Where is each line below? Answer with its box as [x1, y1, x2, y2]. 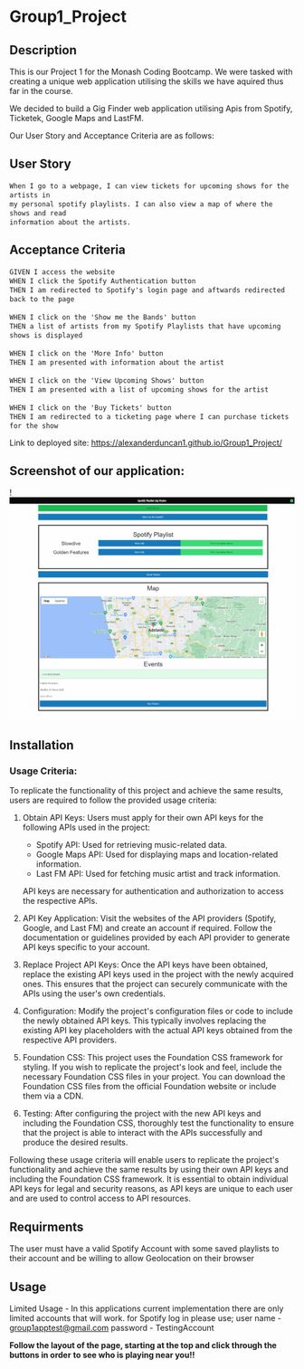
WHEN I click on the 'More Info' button [9, 348, 165, 358]
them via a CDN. [22, 1090, 84, 1101]
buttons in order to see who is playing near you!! [9, 1350, 195, 1360]
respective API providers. [22, 1034, 118, 1046]
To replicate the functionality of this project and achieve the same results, [9, 785, 283, 796]
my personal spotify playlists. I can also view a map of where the [9, 199, 273, 209]
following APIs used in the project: [22, 822, 151, 833]
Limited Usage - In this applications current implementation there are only [9, 1303, 284, 1314]
